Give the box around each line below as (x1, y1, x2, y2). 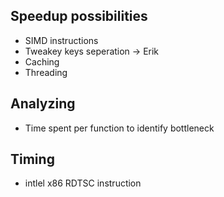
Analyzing (10, 95, 76, 113)
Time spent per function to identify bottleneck (24, 122, 215, 134)
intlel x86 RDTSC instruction (24, 177, 142, 189)
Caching (24, 55, 60, 68)
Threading (24, 66, 68, 78)
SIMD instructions (24, 34, 99, 46)
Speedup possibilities (10, 8, 148, 25)
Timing (10, 151, 55, 168)
